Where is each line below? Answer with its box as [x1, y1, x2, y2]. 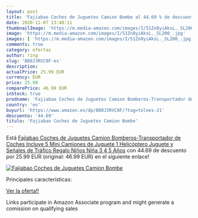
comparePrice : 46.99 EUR [6, 85, 67, 91]
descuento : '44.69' [6, 113, 54, 118]
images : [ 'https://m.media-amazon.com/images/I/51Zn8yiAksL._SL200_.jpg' [6, 36, 194, 42]
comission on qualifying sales [6, 205, 78, 212]
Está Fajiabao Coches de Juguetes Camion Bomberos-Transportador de [6, 134, 181, 141]
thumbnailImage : [6, 25, 46, 31]
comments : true [6, 42, 44, 48]
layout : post [6, 8, 38, 15]
